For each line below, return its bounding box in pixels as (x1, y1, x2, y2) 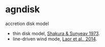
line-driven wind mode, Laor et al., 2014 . (12, 36, 97, 42)
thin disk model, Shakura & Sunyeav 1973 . (12, 30, 100, 36)
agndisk (5, 4, 40, 15)
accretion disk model (5, 20, 49, 27)
